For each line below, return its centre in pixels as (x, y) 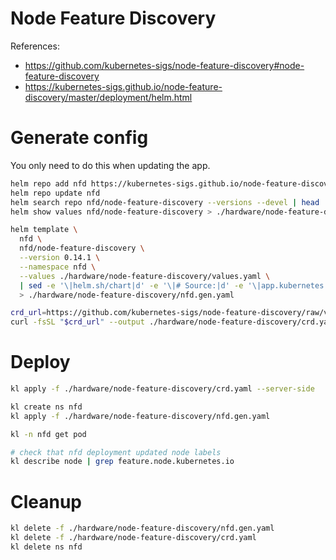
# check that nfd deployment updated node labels (116, 452)
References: (35, 46)
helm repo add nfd (48, 183)
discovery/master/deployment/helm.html (108, 97)
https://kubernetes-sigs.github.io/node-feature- (123, 86)
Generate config (79, 138)
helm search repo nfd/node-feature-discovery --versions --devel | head (165, 202)
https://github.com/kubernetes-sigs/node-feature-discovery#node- (164, 65)
